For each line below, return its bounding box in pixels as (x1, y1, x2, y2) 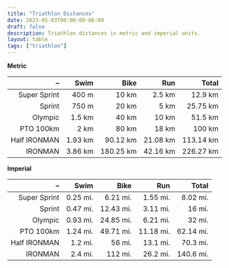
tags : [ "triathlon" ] (7, 42, 68, 49)
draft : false (7, 23, 45, 30)
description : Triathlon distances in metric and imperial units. (7, 29, 200, 37)
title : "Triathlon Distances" (7, 10, 95, 17)
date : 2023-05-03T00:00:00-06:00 (7, 17, 104, 24)
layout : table (7, 36, 49, 43)
